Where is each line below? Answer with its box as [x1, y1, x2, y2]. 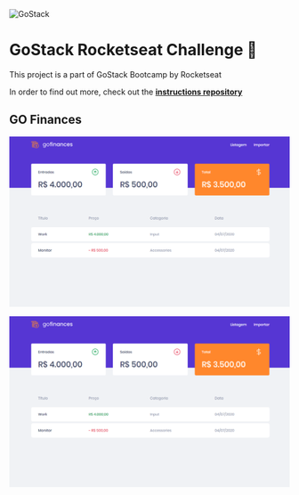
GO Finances [9, 112, 82, 127]
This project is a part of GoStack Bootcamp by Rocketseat [9, 69, 222, 79]
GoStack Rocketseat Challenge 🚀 [9, 40, 258, 61]
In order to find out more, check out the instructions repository [9, 86, 243, 97]
